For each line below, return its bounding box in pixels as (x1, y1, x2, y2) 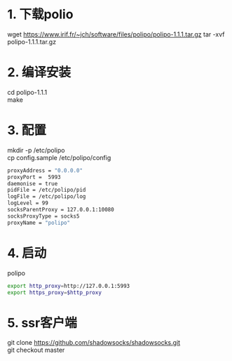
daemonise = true (7, 180, 58, 187)
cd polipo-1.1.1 (7, 88, 48, 96)
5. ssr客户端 (7, 315, 77, 331)
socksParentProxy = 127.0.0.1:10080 (7, 206, 114, 214)
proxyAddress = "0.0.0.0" (7, 166, 83, 174)
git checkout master (7, 346, 65, 355)
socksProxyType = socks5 (7, 212, 80, 220)
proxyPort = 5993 (7, 173, 61, 180)
